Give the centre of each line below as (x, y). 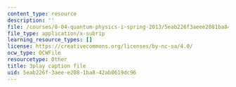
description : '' (31, 20)
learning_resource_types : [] (50, 40)
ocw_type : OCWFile (34, 53)
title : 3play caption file (47, 66)
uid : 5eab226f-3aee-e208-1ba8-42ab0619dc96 (72, 72)
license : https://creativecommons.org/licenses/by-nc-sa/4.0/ (100, 46)
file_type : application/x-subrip (56, 33)
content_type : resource (42, 14)
